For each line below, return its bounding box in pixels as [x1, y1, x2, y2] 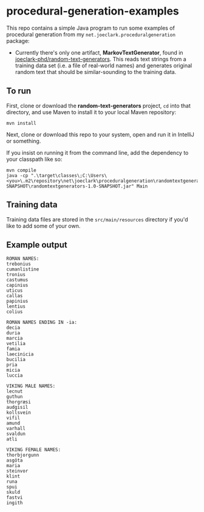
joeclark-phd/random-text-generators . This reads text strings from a [15, 55, 186, 62]
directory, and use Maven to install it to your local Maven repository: [6, 108, 177, 116]
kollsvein [6, 409, 32, 416]
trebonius [6, 261, 32, 268]
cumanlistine [6, 266, 39, 272]
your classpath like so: [6, 155, 63, 163]
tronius [6, 272, 26, 278]
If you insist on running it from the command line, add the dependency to [6, 149, 189, 156]
